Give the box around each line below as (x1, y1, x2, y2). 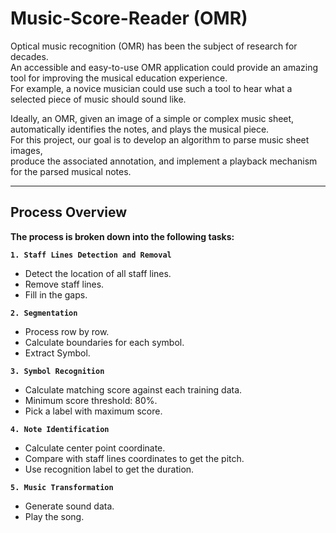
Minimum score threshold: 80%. (24, 394, 158, 406)
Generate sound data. (24, 500, 115, 512)
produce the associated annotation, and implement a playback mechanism (10, 155, 318, 167)
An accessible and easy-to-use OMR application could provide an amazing (10, 61, 319, 73)
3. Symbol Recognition (10, 366, 105, 376)
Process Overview (10, 204, 128, 221)
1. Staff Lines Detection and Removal (10, 250, 172, 260)
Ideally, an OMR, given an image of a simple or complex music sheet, (10, 112, 295, 124)
